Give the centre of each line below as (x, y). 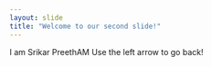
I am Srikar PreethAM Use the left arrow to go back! (106, 52)
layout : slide (37, 18)
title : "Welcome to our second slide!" (85, 26)
